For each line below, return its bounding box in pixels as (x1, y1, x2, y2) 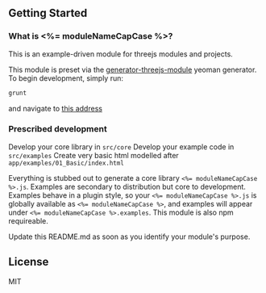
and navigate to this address (8, 103, 103, 113)
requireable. (8, 216, 48, 225)
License (8, 255, 49, 269)
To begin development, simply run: (8, 73, 123, 83)
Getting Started (8, 6, 88, 20)
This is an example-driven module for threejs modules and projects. (8, 48, 234, 59)
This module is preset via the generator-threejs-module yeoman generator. (8, 65, 257, 74)
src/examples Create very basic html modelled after (8, 150, 179, 160)
